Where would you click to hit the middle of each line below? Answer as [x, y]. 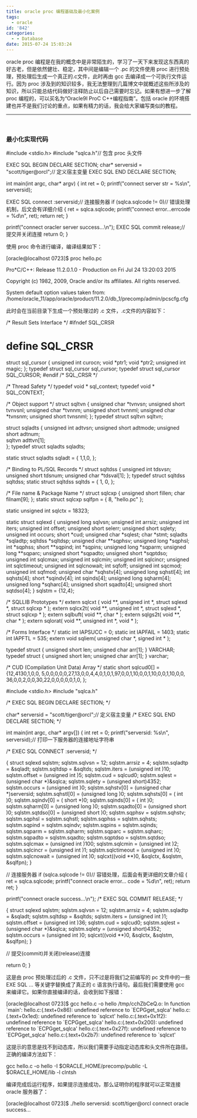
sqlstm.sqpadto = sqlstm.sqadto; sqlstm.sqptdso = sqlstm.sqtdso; [86, 837]
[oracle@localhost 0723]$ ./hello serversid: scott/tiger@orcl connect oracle [97, 1103]
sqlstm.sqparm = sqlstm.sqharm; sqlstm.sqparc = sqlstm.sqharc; [84, 832]
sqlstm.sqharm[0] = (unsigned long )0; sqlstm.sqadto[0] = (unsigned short [96, 806]
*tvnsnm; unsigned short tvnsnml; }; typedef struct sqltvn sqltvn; [85, 417]
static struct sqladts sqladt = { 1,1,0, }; [51, 458]
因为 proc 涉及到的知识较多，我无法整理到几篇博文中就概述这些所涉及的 [103, 83]
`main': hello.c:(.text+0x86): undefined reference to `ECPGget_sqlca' [89, 1010]
